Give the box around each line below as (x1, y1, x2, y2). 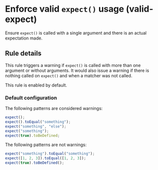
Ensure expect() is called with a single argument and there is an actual (5, 30, 147, 36)
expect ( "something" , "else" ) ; (5, 124, 67, 129)
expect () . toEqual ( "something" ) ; (5, 119, 71, 124)
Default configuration (5, 94, 57, 101)
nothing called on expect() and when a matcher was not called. (5, 72, 133, 79)
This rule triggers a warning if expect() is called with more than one (5, 62, 141, 68)
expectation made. (5, 35, 43, 41)
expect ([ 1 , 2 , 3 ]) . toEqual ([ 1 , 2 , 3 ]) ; (5, 156, 86, 161)
